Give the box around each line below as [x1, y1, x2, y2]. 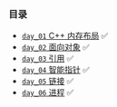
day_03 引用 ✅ [21, 53, 74, 64]
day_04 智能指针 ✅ [21, 64, 90, 75]
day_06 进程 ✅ [21, 87, 74, 98]
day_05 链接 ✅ [21, 75, 74, 87]
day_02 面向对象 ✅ [21, 42, 90, 53]
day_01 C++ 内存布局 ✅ [21, 30, 109, 42]
